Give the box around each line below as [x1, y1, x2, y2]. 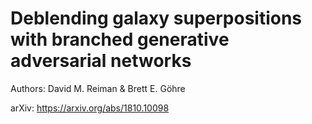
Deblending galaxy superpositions [10, 7, 303, 30]
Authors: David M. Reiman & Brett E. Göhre [10, 82, 186, 94]
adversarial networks [10, 50, 192, 72]
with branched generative [10, 28, 230, 51]
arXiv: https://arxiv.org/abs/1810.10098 [10, 102, 170, 114]
